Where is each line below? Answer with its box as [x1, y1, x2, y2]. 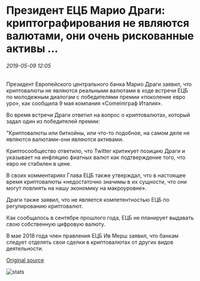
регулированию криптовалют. [6, 202, 83, 210]
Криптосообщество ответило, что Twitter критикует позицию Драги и [6, 148, 185, 155]
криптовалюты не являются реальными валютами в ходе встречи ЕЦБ [6, 87, 188, 94]
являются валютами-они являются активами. [6, 136, 124, 143]
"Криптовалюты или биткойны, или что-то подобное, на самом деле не [6, 130, 190, 137]
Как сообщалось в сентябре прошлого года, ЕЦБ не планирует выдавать [6, 214, 194, 222]
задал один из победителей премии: [6, 118, 100, 125]
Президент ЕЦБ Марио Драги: [6, 4, 165, 17]
